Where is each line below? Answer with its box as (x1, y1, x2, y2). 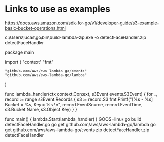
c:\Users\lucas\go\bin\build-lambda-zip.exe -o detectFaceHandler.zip (5, 35, 147, 40)
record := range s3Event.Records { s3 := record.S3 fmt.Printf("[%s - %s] (5, 96, 153, 102)
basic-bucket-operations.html (5, 25, 66, 31)
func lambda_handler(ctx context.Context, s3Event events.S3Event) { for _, (5, 91, 157, 97)
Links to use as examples (5, 3, 110, 15)
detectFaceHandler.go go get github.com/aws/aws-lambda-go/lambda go (5, 121, 156, 127)
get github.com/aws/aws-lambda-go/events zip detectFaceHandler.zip (5, 127, 150, 133)
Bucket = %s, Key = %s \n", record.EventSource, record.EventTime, (5, 101, 143, 107)
